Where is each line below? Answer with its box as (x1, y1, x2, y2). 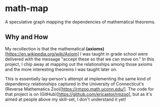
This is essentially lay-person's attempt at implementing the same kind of (5, 76, 151, 81)
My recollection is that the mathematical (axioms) (5, 46, 104, 51)
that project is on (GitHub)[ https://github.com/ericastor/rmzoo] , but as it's (5, 91, 152, 97)
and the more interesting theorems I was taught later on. (5, 66, 117, 72)
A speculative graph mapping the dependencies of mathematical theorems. (5, 19, 156, 25)
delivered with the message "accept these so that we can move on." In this (5, 56, 154, 62)
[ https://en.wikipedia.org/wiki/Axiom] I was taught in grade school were (5, 51, 148, 57)
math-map (5, 3, 48, 14)
